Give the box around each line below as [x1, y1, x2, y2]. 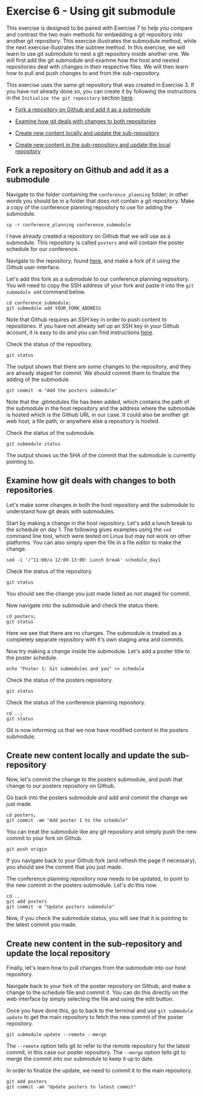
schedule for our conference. [6, 245, 79, 252]
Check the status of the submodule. [6, 429, 95, 436]
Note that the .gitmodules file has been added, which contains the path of [6, 398, 190, 405]
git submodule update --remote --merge [6, 1032, 107, 1038]
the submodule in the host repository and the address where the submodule [6, 405, 196, 412]
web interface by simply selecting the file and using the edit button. [6, 995, 174, 1003]
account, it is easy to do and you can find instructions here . [6, 329, 154, 336]
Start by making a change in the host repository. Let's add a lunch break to [6, 519, 192, 526]
